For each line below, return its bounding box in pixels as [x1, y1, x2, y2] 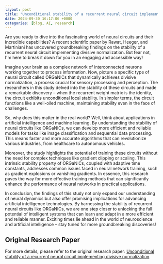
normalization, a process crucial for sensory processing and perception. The [5, 80, 158, 86]
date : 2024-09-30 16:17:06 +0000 [5, 16, 73, 21]
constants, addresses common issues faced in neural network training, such [5, 166, 158, 172]
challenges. [5, 106, 28, 111]
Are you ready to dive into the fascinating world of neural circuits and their [5, 34, 154, 40]
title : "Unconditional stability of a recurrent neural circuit [5, 12, 138, 17]
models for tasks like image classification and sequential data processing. [5, 130, 153, 136]
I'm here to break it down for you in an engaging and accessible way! [5, 54, 143, 61]
